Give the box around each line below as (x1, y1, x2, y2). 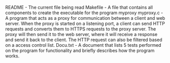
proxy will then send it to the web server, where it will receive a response (5, 31, 158, 37)
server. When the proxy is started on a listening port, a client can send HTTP (5, 20, 165, 26)
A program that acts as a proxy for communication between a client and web (5, 15, 165, 21)
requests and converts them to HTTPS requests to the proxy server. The (5, 26, 156, 32)
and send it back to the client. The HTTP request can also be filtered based (5, 37, 162, 43)
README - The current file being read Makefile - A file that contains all (5, 5, 153, 10)
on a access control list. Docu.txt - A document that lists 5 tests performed (5, 42, 161, 48)
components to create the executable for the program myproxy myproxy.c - (5, 10, 163, 16)
